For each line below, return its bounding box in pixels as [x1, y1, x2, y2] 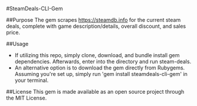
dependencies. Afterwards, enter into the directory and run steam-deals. [14, 58, 192, 65]
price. [6, 29, 21, 36]
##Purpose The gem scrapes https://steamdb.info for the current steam [6, 16, 181, 23]
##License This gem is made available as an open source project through [6, 88, 185, 95]
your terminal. [14, 77, 49, 84]
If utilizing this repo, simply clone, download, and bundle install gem [14, 52, 180, 58]
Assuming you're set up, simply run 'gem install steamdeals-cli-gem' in [14, 71, 188, 77]
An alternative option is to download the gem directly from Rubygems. [14, 64, 185, 71]
